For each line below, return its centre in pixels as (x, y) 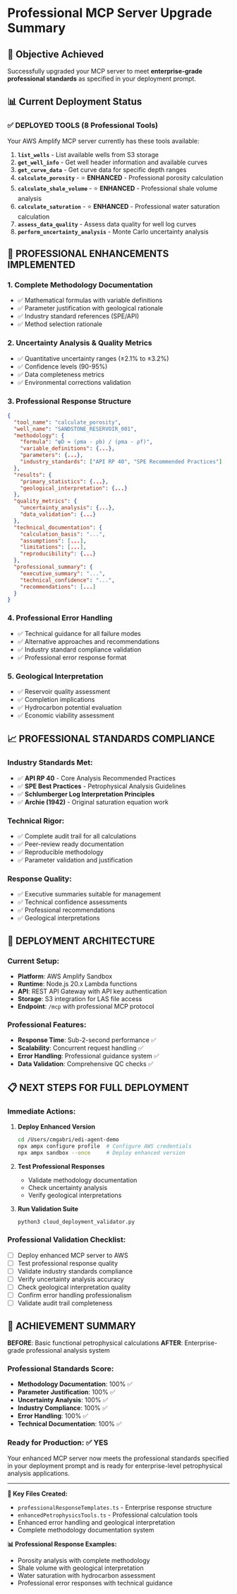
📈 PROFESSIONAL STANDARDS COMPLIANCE (111, 739)
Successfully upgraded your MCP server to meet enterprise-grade (105, 71)
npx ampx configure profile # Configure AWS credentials (104, 1146)
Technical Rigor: (36, 821)
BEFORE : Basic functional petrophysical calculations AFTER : (95, 1343)
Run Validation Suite (48, 1208)
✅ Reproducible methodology (60, 852)
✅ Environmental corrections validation (74, 382)
